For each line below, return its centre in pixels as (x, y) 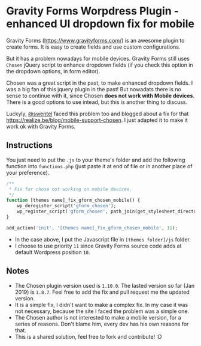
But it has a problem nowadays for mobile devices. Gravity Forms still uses (98, 58)
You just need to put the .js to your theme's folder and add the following (96, 160)
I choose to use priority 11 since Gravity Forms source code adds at (98, 246)
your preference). (28, 172)
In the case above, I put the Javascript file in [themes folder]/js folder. (103, 239)
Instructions (29, 145)
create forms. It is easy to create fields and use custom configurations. (93, 47)
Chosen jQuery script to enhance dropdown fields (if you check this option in (100, 65)
